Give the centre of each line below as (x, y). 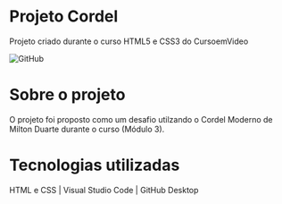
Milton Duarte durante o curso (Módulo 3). (87, 129)
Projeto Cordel (64, 17)
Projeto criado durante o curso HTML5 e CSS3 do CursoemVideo (129, 41)
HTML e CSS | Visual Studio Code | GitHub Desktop (104, 190)
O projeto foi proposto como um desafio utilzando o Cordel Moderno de (141, 119)
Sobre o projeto (67, 95)
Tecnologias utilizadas (95, 165)
